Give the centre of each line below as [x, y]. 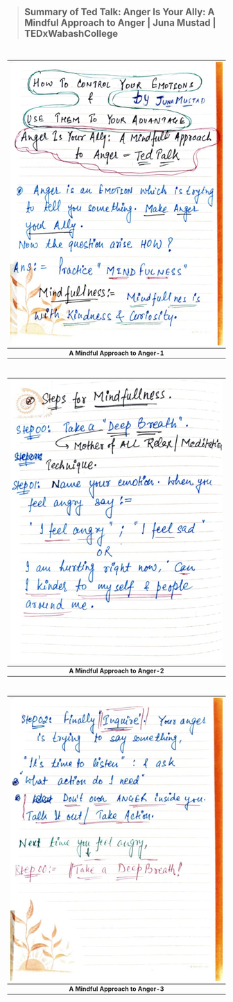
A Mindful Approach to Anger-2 [116, 671]
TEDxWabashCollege [71, 34]
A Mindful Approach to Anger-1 [116, 353]
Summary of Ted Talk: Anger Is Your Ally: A [119, 12]
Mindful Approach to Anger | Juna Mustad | [120, 23]
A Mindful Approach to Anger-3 [116, 989]
